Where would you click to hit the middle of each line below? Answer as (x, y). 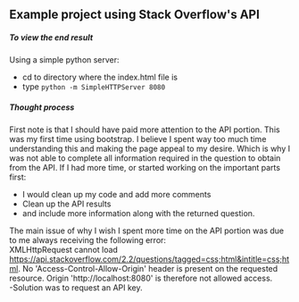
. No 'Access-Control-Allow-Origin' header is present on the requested (148, 269)
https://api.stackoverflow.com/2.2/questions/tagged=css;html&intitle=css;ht (149, 259)
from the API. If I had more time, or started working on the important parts (145, 168)
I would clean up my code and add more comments (116, 195)
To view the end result (51, 37)
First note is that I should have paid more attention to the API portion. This (145, 130)
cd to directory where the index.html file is (100, 77)
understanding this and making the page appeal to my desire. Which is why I (150, 149)
